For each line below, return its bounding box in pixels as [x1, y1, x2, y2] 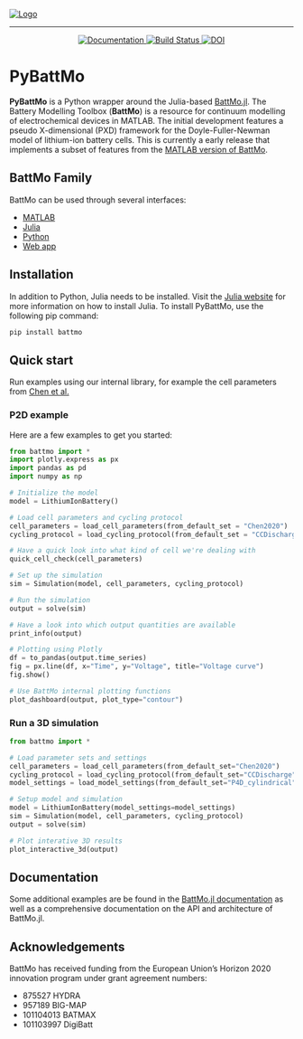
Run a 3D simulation [9, 716, 99, 729]
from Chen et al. [9, 386, 69, 397]
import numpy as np [9, 472, 83, 481]
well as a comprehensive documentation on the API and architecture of [9, 903, 273, 914]
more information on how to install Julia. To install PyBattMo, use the [9, 300, 264, 311]
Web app [22, 241, 57, 251]
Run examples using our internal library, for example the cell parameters [9, 376, 277, 388]
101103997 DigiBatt [22, 1019, 93, 1030]
